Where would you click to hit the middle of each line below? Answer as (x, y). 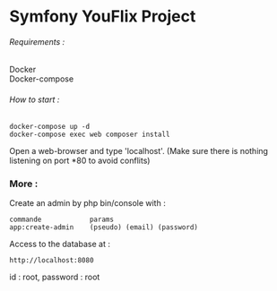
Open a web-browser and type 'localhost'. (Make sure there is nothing (139, 150)
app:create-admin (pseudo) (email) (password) (104, 227)
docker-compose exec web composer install (90, 134)
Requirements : (37, 41)
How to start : (35, 99)
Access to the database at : (60, 244)
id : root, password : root (55, 277)
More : (24, 184)
